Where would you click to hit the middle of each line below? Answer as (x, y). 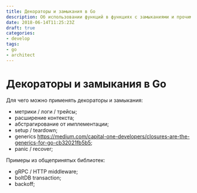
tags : (13, 44)
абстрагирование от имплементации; (62, 124)
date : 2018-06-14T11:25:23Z (40, 22)
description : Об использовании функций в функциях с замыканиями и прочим (99, 17)
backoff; (25, 184)
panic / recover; (34, 149)
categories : (21, 33)
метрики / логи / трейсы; (46, 111)
